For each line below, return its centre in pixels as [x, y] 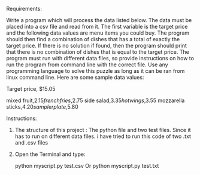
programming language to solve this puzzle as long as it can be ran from [96, 71]
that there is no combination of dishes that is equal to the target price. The [98, 52]
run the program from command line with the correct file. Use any [87, 65]
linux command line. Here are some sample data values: [75, 77]
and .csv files [31, 142]
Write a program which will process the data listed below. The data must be [99, 20]
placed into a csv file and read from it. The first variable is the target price [97, 27]
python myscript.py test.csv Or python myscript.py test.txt [87, 166]
